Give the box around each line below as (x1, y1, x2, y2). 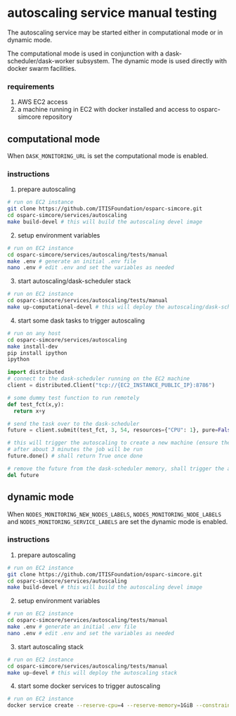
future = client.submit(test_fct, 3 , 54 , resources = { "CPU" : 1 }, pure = (7, 427, 218, 434)
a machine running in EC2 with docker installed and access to (17, 105, 197, 114)
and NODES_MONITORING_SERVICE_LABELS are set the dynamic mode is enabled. (7, 517, 228, 526)
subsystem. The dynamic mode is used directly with (76, 56, 227, 65)
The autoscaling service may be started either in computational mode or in (7, 28, 223, 37)
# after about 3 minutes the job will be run (7, 446, 143, 453)
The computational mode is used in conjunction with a (7, 49, 164, 58)
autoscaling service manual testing (7, 5, 218, 21)
